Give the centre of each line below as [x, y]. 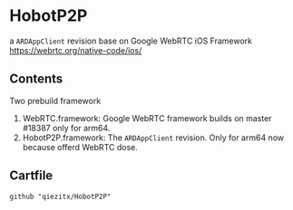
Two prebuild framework [55, 100]
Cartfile [31, 176]
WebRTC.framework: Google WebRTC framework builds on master [147, 118]
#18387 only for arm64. [66, 128]
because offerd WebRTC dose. [80, 147]
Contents [36, 79]
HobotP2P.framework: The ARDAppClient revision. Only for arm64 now [153, 138]
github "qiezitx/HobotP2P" [60, 196]
